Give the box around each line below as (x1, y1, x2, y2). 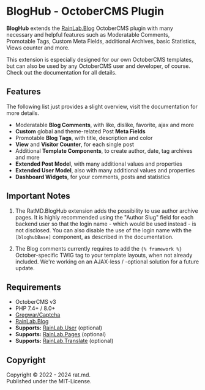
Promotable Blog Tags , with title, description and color (15, 134, 153, 141)
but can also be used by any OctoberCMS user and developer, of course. (6, 62, 191, 70)
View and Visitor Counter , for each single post (15, 141, 135, 148)
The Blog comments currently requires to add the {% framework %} (15, 245, 182, 252)
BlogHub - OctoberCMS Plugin (6, 4, 164, 18)
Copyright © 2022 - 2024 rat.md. (6, 371, 91, 378)
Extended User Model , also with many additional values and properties (15, 166, 195, 174)
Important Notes (6, 191, 70, 201)
